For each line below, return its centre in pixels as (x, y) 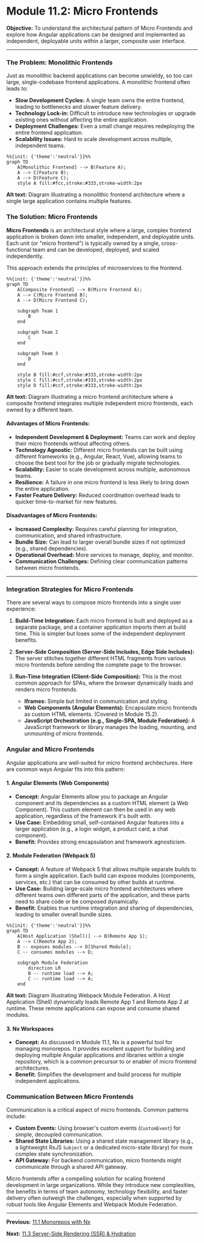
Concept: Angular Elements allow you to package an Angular (91, 796)
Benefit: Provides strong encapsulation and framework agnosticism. (100, 842)
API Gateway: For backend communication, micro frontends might (98, 1160)
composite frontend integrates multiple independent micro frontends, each (100, 403)
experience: (21, 609)
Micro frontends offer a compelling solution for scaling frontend (86, 1179)
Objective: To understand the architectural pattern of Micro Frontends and (100, 28)
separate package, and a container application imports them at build (100, 627)
